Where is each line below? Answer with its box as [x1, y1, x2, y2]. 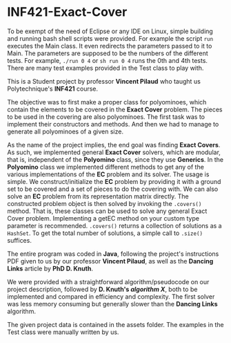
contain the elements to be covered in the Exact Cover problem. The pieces [7, 105, 223, 113]
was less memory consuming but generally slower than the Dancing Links [7, 299, 219, 308]
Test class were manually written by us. [7, 328, 119, 336]
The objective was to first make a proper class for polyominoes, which [7, 98, 207, 106]
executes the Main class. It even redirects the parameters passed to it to [7, 41, 212, 50]
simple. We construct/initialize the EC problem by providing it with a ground [7, 177, 221, 185]
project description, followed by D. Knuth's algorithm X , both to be [7, 285, 198, 293]
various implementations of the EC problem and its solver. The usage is [7, 170, 210, 178]
